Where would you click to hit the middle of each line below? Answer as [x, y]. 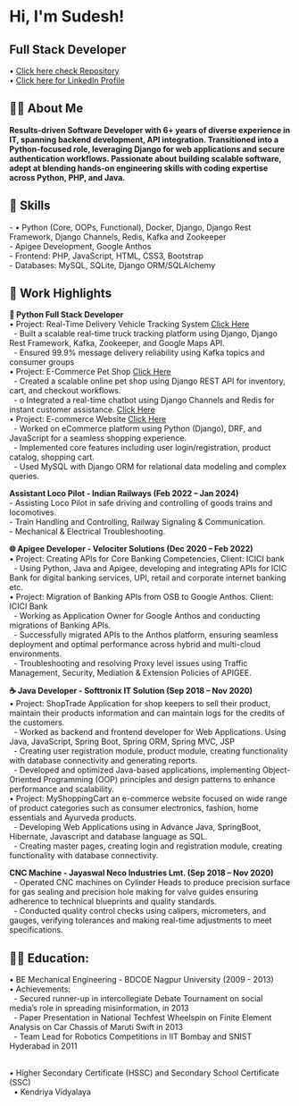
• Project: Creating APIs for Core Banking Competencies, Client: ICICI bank [147, 559]
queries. [25, 477]
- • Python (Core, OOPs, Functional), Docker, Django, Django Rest [130, 227]
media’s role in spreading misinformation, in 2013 [99, 1009]
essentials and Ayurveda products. [73, 818]
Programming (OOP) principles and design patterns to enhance [159, 780]
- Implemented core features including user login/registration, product [142, 448]
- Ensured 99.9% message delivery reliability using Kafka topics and [139, 353]
